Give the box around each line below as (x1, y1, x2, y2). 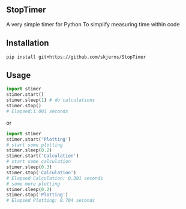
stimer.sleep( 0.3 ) (6, 164, 52, 170)
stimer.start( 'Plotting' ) (6, 136, 71, 143)
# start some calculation (6, 159, 71, 165)
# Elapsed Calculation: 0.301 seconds (6, 175, 103, 181)
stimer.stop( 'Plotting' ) (6, 192, 68, 198)
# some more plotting (6, 181, 61, 187)
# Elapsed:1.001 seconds (6, 108, 68, 114)
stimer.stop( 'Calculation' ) (6, 169, 77, 175)
